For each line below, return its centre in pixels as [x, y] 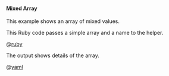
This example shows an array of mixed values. [63, 21]
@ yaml [15, 67]
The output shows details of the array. [53, 55]
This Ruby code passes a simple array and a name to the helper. [85, 33]
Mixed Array [22, 8]
